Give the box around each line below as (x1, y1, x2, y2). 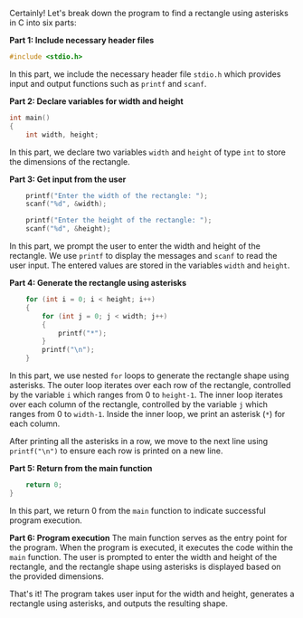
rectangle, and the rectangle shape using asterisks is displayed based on (9, 561, 282, 572)
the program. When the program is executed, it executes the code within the (9, 542, 294, 553)
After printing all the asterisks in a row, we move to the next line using (9, 436, 269, 446)
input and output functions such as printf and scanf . (9, 78, 207, 89)
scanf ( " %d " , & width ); (25, 199, 107, 209)
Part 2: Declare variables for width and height (9, 95, 184, 107)
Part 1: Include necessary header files (9, 35, 155, 45)
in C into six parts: (9, 17, 77, 28)
